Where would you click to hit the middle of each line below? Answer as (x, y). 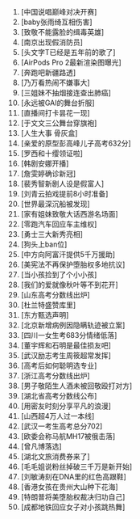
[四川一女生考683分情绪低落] (69, 335)
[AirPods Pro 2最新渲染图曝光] (71, 62)
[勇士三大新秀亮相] (52, 234)
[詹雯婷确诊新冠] (48, 173)
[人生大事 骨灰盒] (49, 133)
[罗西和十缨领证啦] (52, 153)
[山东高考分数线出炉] (56, 295)
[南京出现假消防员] (52, 42)
